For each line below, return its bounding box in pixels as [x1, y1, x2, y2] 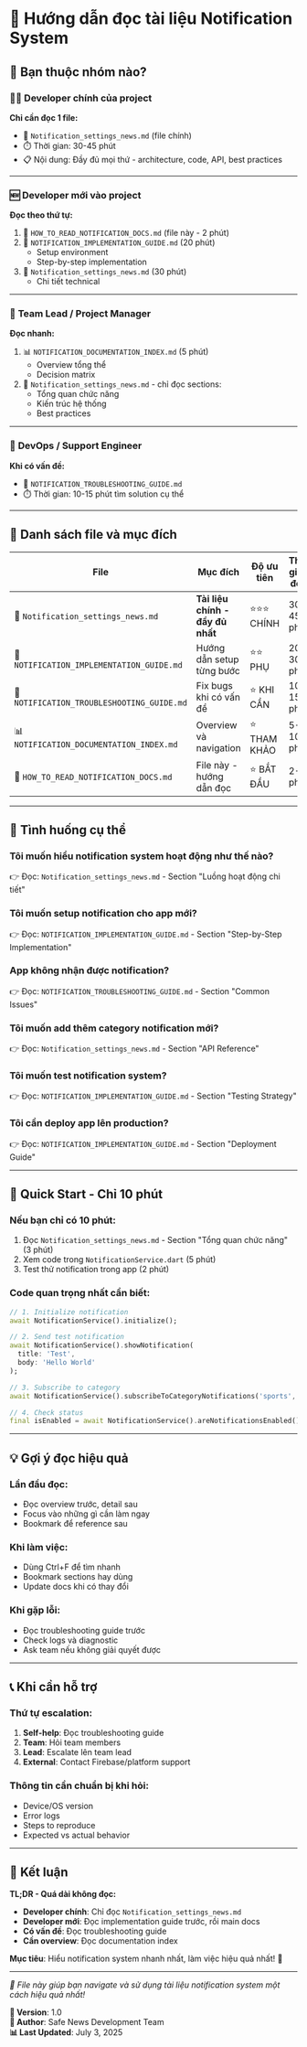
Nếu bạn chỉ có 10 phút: [9, 1214, 117, 1227]
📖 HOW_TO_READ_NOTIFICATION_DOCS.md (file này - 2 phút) [22, 228, 230, 239]
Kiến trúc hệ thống [36, 398, 107, 410]
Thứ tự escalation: [9, 1706, 93, 1719]
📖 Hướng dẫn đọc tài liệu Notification [9, 8, 293, 29]
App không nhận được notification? [9, 964, 170, 977]
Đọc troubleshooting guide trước [22, 1624, 146, 1635]
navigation [196, 742, 241, 755]
